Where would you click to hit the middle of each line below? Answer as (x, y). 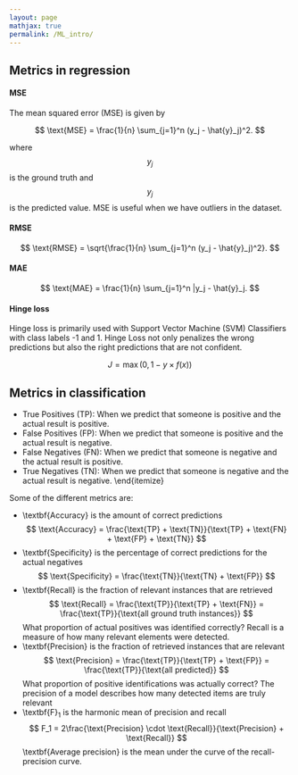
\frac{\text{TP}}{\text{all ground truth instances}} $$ (156, 613)
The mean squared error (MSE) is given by (87, 112)
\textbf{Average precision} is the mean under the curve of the (136, 752)
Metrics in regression (70, 70)
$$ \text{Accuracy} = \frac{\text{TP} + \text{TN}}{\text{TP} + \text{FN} (157, 529)
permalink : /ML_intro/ (51, 34)
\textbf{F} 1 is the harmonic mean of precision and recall (124, 713)
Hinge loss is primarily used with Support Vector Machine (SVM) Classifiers (148, 329)
